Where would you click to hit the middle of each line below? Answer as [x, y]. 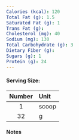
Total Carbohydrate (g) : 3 [40, 45]
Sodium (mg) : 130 [28, 39]
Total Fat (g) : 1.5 [31, 17]
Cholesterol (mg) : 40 [33, 34]
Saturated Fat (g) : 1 [33, 23]
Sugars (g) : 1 [24, 56]
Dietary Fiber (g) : [31, 51]
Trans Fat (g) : [25, 28]
